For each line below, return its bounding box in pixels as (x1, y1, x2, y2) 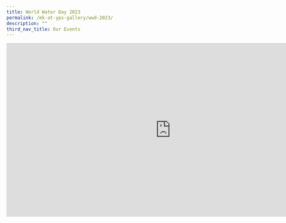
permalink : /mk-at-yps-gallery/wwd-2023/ (6, 15, 114, 21)
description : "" (6, 20, 48, 26)
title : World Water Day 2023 (6, 9, 81, 15)
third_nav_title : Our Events (6, 26, 81, 32)
